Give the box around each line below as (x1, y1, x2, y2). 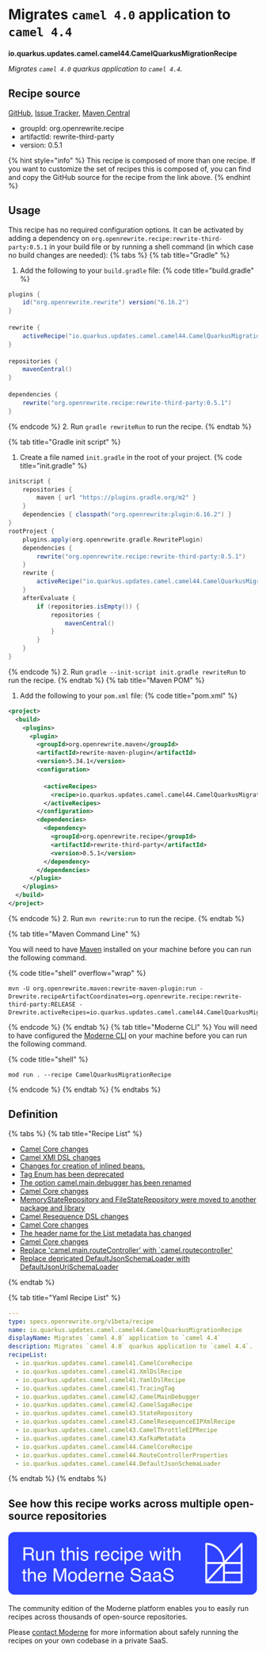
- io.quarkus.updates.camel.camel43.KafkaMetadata (15, 1434, 186, 1442)
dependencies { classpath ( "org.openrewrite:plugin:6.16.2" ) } (22, 511, 232, 518)
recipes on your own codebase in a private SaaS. (8, 1636, 169, 1645)
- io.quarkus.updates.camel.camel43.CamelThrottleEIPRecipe (15, 1426, 218, 1434)
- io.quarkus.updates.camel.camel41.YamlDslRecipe (15, 1376, 186, 1384)
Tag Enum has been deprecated (19, 1169, 124, 1179)
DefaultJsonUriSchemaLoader (19, 1262, 119, 1272)
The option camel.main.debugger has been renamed (19, 1177, 192, 1187)
